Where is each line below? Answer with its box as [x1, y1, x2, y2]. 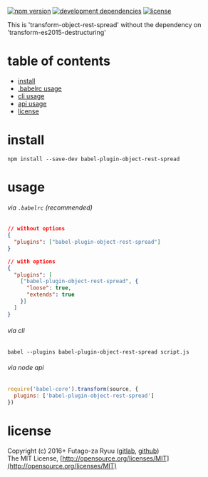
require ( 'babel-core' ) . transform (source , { [7, 386, 139, 393]
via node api [7, 364, 44, 372]
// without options [7, 225, 66, 232]
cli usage [17, 91, 45, 100]
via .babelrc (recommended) [7, 203, 93, 212]
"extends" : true [26, 291, 75, 299]
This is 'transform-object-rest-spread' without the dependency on [7, 21, 202, 29]
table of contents [7, 53, 111, 69]
